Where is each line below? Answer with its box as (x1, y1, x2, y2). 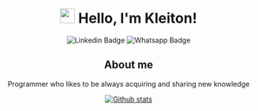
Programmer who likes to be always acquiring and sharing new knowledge (7, 79, 250, 88)
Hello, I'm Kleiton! (77, 9, 197, 28)
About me (103, 58, 154, 72)
